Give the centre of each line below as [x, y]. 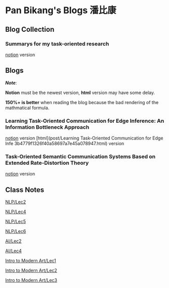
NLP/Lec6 [16, 231]
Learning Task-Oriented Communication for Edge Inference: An [85, 121]
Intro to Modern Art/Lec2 [31, 270]
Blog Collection [30, 29]
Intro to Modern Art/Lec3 [31, 280]
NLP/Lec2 [16, 202]
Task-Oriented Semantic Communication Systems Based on [80, 156]
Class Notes [25, 190]
